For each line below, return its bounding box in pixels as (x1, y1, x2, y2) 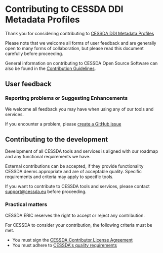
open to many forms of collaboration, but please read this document (5, 45, 144, 51)
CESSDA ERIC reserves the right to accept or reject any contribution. (5, 212, 145, 218)
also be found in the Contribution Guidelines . (5, 65, 96, 71)
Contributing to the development (5, 135, 108, 144)
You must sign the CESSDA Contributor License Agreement (12, 237, 133, 243)
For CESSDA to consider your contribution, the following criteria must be (5, 222, 153, 228)
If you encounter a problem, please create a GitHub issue (5, 121, 122, 127)
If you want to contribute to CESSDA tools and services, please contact (5, 184, 150, 190)
